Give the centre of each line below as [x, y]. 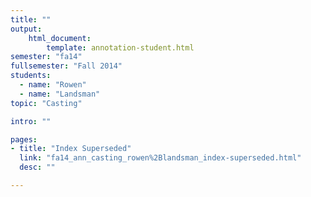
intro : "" [31, 121]
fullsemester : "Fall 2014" [66, 66]
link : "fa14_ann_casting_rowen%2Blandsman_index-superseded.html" [160, 158]
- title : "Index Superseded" [71, 149]
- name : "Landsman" [60, 94]
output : [26, 29]
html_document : [60, 38]
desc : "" [37, 167]
